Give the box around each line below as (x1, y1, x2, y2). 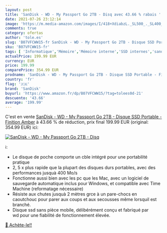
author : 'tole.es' (5, 35, 43, 40)
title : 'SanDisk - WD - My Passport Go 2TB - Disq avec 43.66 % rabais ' (5, 12, 162, 17)
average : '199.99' (5, 100, 43, 105)
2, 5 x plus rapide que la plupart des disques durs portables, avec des (12, 165, 156, 171)
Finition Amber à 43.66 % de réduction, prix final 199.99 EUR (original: (5, 119, 149, 125)
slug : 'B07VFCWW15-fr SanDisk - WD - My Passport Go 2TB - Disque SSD (5, 40, 155, 45)
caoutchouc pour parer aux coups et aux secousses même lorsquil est (12, 197, 157, 203)
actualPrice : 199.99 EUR (5, 53, 57, 59)
